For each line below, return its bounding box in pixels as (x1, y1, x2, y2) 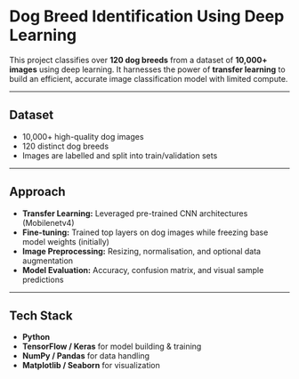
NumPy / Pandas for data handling (21, 351, 149, 361)
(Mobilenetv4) (21, 217, 75, 228)
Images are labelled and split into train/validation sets (21, 149, 218, 161)
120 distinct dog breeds (21, 141, 109, 151)
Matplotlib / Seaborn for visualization (21, 360, 160, 371)
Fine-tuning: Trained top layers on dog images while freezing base (21, 227, 269, 238)
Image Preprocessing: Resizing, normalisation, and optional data (21, 246, 261, 256)
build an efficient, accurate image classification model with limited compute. (9, 73, 288, 84)
